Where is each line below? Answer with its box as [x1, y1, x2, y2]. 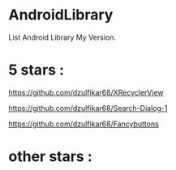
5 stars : [8, 61, 65, 79]
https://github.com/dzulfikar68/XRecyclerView [8, 87, 164, 97]
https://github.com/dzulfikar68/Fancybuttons [8, 119, 160, 129]
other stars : [8, 147, 93, 166]
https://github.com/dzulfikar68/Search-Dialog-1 [8, 103, 168, 113]
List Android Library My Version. [8, 32, 116, 42]
